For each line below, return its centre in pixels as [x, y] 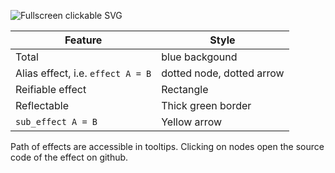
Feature [83, 40]
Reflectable [42, 105]
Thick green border [206, 105]
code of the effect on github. [69, 157]
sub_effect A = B [56, 121]
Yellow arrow [192, 122]
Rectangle [185, 89]
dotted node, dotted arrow [223, 73]
